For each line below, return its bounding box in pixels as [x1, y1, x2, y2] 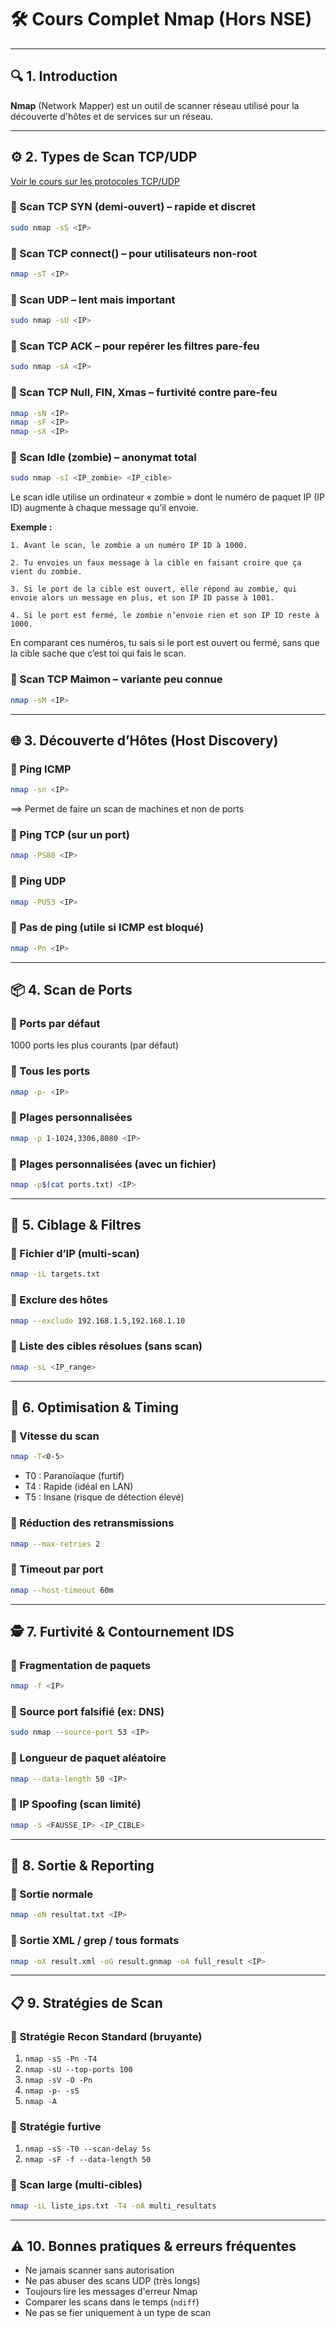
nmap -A [24, 2097, 57, 2107]
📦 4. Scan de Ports [10, 981, 133, 998]
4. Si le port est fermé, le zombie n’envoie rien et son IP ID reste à [10, 611, 320, 621]
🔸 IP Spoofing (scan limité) [10, 1797, 142, 1811]
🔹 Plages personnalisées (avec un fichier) [10, 1157, 217, 1171]
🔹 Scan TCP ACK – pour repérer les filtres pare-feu [10, 339, 260, 353]
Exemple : [10, 521, 53, 533]
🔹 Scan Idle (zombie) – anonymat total [10, 451, 197, 465]
